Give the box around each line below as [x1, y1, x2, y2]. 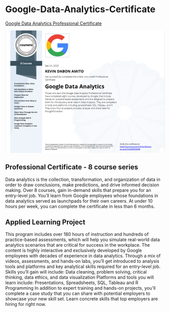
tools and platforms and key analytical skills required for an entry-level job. [5, 263, 161, 269]
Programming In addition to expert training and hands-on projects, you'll [5, 285, 156, 291]
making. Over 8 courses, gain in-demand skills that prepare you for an [5, 187, 151, 193]
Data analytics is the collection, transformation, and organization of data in [5, 176, 161, 182]
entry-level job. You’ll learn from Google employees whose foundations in [5, 192, 158, 199]
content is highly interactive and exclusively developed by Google [5, 247, 142, 254]
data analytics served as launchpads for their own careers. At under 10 [5, 198, 153, 204]
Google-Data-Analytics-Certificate [5, 4, 156, 15]
